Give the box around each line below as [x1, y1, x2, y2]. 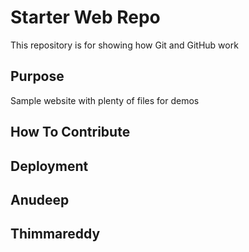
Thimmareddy [10, 226, 101, 243]
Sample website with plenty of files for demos [10, 94, 200, 106]
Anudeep [10, 191, 70, 208]
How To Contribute [10, 124, 131, 141]
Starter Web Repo [10, 6, 161, 29]
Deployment [10, 157, 89, 175]
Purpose [10, 68, 65, 85]
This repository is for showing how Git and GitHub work [10, 39, 239, 51]
